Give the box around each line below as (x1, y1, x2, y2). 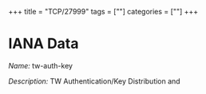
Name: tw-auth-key (8, 61, 73, 70)
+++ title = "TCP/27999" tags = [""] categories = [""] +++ (8, 7, 199, 16)
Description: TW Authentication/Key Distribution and (8, 76, 181, 86)
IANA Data (8, 35, 79, 53)
